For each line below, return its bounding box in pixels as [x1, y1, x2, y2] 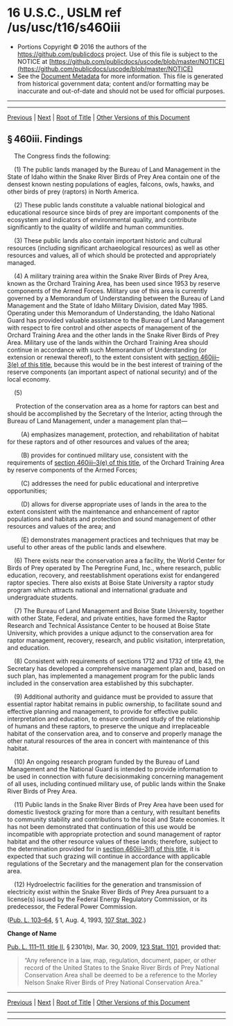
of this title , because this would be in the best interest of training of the [20, 360, 223, 368]
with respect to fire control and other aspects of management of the [7, 323, 202, 332]
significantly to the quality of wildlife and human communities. [7, 223, 184, 231]
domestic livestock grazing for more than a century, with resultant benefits [7, 807, 221, 816]
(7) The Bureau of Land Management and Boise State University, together [13, 606, 224, 615]
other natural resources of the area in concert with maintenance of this [7, 737, 209, 745]
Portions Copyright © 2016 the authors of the [17, 42, 147, 51]
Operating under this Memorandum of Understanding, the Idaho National [7, 309, 215, 317]
